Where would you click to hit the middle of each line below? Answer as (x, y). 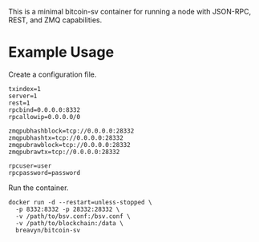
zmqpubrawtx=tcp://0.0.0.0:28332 (64, 152)
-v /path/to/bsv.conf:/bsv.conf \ (73, 216)
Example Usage (61, 52)
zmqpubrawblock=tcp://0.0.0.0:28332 (69, 145)
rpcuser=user (30, 166)
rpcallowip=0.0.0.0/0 (45, 117)
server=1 (23, 96)
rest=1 (19, 103)
